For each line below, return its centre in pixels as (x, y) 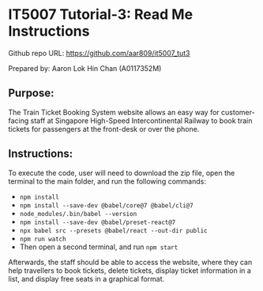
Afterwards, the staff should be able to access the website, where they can (130, 262)
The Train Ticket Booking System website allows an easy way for (114, 112)
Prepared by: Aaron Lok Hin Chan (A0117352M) (85, 68)
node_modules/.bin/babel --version (78, 214)
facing (19, 121)
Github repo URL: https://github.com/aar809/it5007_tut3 (99, 53)
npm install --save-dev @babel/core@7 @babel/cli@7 (106, 205)
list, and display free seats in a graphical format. (86, 278)
